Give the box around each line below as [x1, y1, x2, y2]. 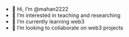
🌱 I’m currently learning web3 [11, 18, 85, 25]
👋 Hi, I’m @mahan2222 [11, 6, 69, 12]
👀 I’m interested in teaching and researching [11, 12, 121, 19]
